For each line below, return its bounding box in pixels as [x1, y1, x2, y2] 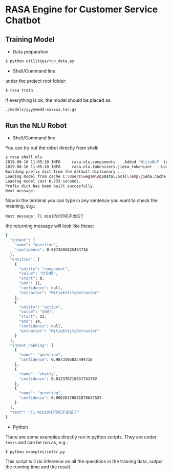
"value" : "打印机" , [18, 271, 58, 276]
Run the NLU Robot [5, 121, 67, 130]
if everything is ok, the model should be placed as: [5, 97, 112, 103]
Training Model [5, 35, 55, 44]
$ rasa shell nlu [5, 155, 42, 160]
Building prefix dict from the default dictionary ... [5, 169, 125, 174]
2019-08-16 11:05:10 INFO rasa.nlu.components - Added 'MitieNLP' [5, 159, 161, 165]
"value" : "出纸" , [18, 309, 55, 315]
